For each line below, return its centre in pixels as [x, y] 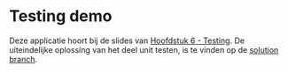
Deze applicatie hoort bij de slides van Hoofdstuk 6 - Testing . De [127, 40]
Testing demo [61, 16]
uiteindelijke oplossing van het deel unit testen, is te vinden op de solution [144, 49]
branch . [23, 59]
